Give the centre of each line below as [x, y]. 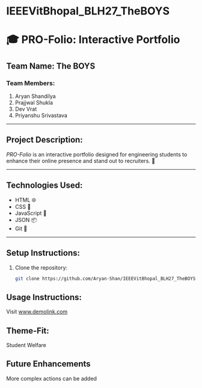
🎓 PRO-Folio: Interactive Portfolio [93, 40]
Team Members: [31, 83]
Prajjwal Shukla [34, 103]
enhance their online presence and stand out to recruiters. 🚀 [81, 161]
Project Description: [44, 140]
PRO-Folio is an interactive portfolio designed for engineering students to [97, 154]
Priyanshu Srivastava [41, 115]
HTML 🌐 [25, 200]
